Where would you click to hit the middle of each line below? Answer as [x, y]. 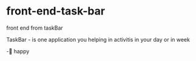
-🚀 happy [18, 51]
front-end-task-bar [56, 11]
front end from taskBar [35, 28]
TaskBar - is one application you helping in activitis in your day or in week [98, 39]
